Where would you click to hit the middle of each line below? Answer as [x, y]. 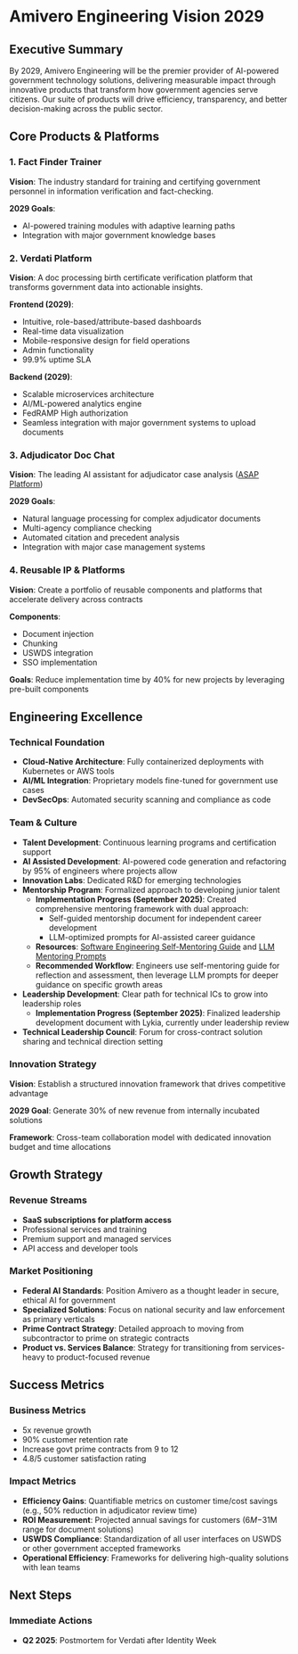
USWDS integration [57, 652]
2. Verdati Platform [51, 258]
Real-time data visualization [73, 331]
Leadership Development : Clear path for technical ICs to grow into [145, 994]
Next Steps [40, 1596]
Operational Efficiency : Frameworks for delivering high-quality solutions [155, 1558]
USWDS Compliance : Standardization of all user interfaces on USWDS [152, 1538]
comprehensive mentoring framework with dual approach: [142, 908]
